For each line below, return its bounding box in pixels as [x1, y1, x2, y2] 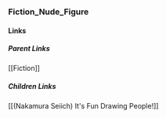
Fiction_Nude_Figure [8, 6, 89, 17]
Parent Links [8, 44, 50, 53]
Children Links [8, 82, 56, 91]
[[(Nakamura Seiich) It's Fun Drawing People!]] [8, 101, 159, 111]
